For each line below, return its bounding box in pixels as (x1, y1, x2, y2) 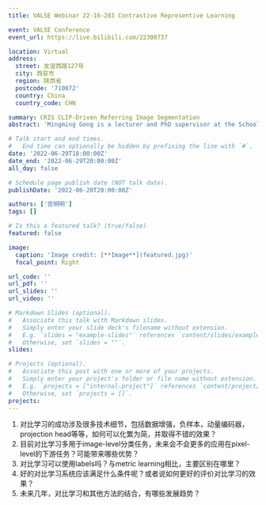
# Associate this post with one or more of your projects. (8, 367, 215, 376)
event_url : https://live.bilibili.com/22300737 (8, 33, 169, 41)
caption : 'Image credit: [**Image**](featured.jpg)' (15, 251, 193, 259)
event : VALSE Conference (8, 25, 90, 34)
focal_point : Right (15, 258, 80, 266)
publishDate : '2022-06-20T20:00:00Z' (8, 186, 133, 194)
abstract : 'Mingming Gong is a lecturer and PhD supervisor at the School (8, 120, 260, 129)
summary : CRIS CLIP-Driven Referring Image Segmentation (8, 113, 200, 121)
